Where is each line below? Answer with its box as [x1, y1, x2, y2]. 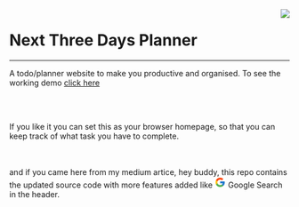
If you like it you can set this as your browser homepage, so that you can [9, 121, 276, 131]
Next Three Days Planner [9, 30, 198, 51]
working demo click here [9, 77, 101, 88]
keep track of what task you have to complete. [9, 131, 180, 141]
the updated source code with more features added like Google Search [9, 179, 283, 190]
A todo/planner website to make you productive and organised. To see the [9, 68, 281, 78]
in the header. [9, 188, 61, 199]
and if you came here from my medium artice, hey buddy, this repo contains [9, 166, 287, 177]
